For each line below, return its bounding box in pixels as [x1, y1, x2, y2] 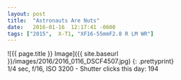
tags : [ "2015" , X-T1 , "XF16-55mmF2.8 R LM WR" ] [7, 30, 154, 38]
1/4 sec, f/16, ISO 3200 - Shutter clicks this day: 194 [7, 64, 159, 73]
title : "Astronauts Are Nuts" [7, 17, 100, 24]
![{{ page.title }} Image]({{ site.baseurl [7, 50, 119, 58]
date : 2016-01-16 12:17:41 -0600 [7, 23, 116, 30]
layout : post [7, 10, 46, 18]
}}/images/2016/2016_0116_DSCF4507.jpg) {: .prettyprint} [7, 57, 174, 66]
